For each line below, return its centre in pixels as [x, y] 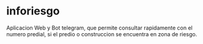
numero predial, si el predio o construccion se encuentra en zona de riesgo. [102, 34]
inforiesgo [33, 11]
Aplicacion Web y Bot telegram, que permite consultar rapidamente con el [99, 28]
